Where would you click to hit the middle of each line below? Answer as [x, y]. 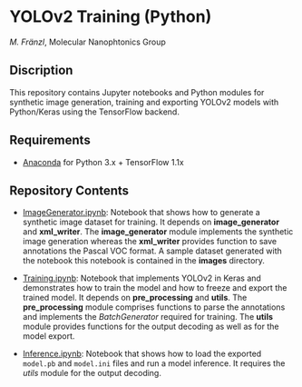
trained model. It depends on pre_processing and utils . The [135, 298]
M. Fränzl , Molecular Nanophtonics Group [88, 42]
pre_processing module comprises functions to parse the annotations [154, 307]
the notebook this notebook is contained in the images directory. [144, 261]
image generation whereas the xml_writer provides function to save [150, 242]
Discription [41, 70]
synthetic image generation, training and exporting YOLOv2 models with [144, 102]
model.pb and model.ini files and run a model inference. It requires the [154, 363]
